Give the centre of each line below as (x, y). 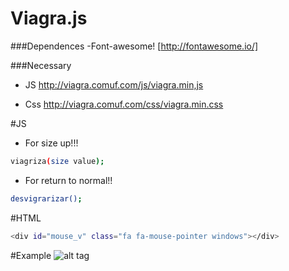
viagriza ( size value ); (57, 161)
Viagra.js (49, 18)
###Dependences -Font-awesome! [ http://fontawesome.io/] (134, 46)
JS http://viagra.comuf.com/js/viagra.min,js (114, 84)
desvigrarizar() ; (46, 198)
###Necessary (41, 65)
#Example (31, 255)
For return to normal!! (68, 180)
